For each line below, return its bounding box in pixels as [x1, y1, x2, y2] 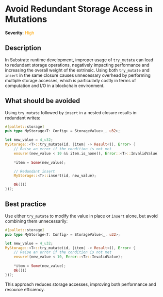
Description [5, 44, 41, 52]
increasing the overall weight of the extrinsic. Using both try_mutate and [5, 67, 149, 73]
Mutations [5, 14, 48, 25]
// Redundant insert [14, 169, 55, 174]
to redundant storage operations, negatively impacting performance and [5, 62, 149, 68]
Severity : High [5, 30, 34, 35]
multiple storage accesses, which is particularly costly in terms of [5, 77, 136, 83]
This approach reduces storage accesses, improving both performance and [5, 281, 156, 287]
